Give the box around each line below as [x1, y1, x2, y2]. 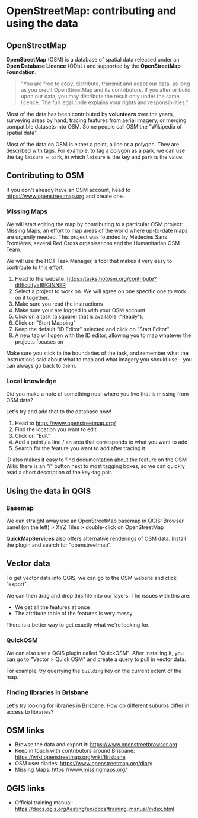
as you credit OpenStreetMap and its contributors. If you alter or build [20, 86, 191, 93]
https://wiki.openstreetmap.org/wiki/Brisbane [14, 753, 126, 761]
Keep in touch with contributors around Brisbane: [14, 748, 135, 755]
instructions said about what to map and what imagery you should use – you [6, 356, 193, 363]
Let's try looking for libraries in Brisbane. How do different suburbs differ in [6, 702, 190, 709]
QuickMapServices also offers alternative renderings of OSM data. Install [6, 535, 187, 543]
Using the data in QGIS [6, 486, 91, 496]
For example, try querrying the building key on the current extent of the [6, 668, 182, 675]
